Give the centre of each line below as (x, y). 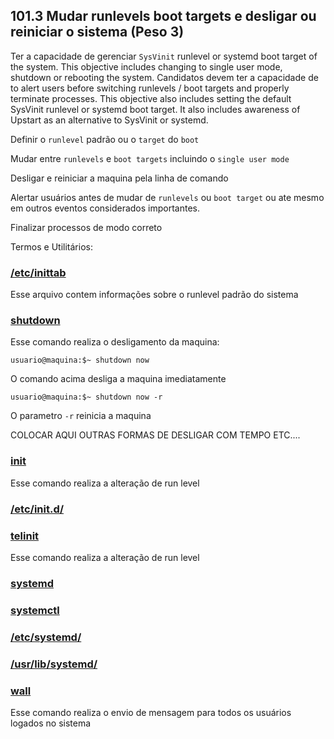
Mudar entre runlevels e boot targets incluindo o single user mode (150, 158)
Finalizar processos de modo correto (86, 227)
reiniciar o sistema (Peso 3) (97, 32)
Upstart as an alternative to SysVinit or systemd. (109, 120)
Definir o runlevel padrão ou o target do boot (105, 139)
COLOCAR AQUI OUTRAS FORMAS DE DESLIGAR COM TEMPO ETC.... (155, 435)
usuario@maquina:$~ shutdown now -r (86, 397)
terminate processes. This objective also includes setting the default (151, 98)
